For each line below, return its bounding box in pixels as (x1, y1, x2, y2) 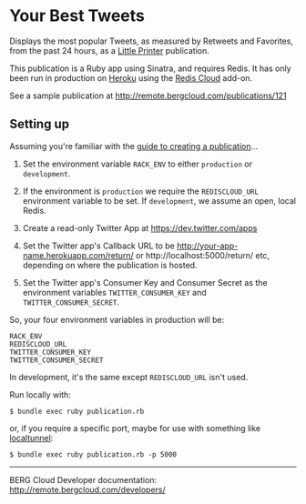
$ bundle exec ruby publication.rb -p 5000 (9, 449, 178, 459)
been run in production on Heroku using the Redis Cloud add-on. (9, 72, 253, 83)
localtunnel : (9, 432, 54, 443)
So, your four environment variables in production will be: (9, 314, 225, 325)
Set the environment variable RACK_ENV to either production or (22, 158, 253, 169)
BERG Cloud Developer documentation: (9, 474, 158, 485)
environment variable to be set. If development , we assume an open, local (22, 195, 296, 206)
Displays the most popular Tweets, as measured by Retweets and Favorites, (9, 35, 294, 46)
